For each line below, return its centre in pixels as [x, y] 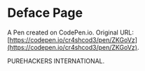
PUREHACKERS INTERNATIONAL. [56, 60]
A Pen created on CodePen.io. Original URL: [71, 32]
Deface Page [45, 13]
